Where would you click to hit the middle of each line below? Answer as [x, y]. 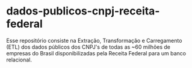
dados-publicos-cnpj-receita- [83, 11]
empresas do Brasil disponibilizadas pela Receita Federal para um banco [96, 53]
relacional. [19, 60]
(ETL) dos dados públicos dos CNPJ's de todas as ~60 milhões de [88, 47]
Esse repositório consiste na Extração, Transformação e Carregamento [94, 40]
